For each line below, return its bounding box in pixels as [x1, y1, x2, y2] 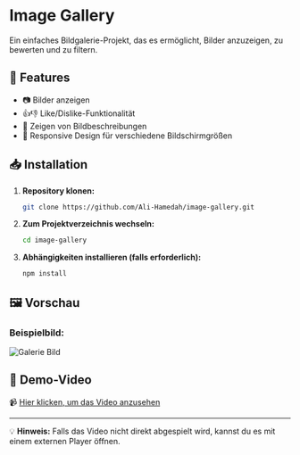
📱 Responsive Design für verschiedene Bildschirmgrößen [21, 130, 233, 141]
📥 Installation [9, 157, 88, 172]
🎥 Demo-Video [9, 372, 92, 388]
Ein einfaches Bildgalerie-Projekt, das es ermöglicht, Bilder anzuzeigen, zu [9, 35, 284, 45]
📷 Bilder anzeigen [21, 95, 91, 105]
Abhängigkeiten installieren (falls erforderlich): [21, 252, 202, 263]
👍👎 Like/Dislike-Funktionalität [21, 108, 136, 119]
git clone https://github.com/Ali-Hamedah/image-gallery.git [21, 203, 255, 211]
